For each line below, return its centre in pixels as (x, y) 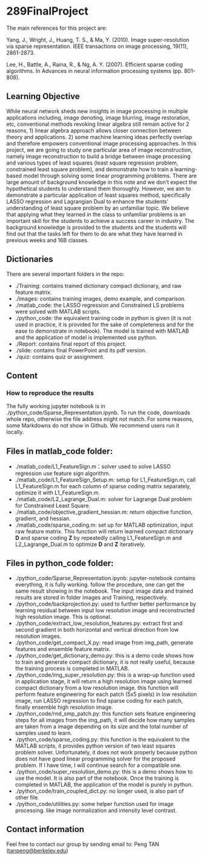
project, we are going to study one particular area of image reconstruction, (99, 149)
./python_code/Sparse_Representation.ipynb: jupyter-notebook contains (105, 578)
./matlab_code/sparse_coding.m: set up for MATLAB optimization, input (104, 525)
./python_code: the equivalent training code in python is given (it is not (103, 318)
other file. (27, 797)
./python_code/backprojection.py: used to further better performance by (105, 604)
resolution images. (38, 636)
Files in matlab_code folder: (60, 451)
